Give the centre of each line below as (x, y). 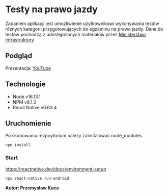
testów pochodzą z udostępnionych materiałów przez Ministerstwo (76, 34)
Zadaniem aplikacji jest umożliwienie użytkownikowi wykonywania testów (82, 23)
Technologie (25, 84)
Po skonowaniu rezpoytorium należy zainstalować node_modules (74, 136)
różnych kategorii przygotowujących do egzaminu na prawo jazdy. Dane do (84, 29)
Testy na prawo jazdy (51, 9)
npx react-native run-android (37, 178)
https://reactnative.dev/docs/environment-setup (56, 169)
